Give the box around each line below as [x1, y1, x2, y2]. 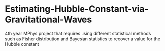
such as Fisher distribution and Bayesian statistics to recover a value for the [5, 36, 161, 42]
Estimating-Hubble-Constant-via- [5, 3, 149, 15]
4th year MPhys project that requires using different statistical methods [5, 30, 151, 36]
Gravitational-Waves [5, 14, 92, 25]
